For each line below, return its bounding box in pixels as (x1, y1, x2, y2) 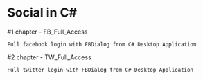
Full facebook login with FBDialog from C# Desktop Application (7, 41, 197, 48)
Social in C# (7, 5, 78, 21)
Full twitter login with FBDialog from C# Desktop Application (7, 66, 194, 73)
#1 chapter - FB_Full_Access (7, 28, 88, 36)
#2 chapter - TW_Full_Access (7, 53, 91, 61)
